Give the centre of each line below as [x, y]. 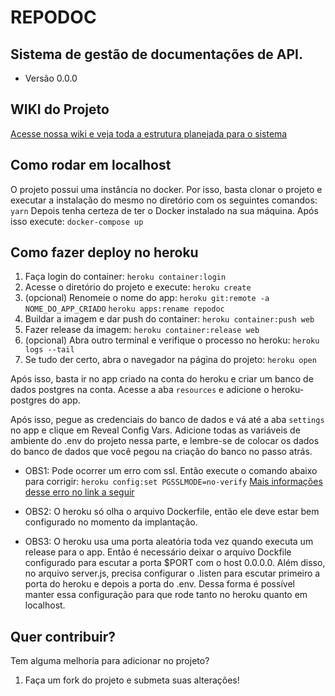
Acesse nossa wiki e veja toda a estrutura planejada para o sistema [149, 133]
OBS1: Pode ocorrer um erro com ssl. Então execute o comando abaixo [171, 471]
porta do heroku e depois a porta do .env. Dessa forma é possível [159, 584]
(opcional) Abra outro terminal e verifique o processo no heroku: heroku [172, 340]
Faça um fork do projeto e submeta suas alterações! [132, 680]
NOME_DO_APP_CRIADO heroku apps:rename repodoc [124, 309]
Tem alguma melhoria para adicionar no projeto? [110, 661]
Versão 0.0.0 [51, 78]
